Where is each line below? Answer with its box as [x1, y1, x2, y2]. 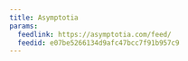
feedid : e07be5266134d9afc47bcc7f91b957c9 [17, 38, 180, 48]
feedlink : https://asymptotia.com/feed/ [17, 30, 172, 39]
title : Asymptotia [9, 13, 79, 22]
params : [9, 22, 39, 30]
